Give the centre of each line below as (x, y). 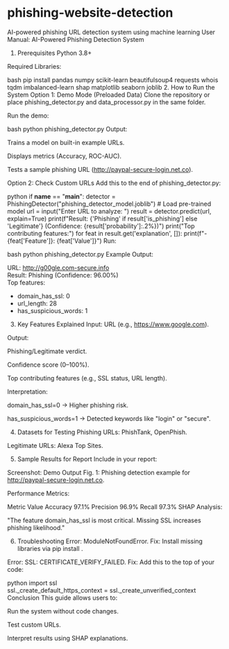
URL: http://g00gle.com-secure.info (58, 267)
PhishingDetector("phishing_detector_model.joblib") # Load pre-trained (109, 204)
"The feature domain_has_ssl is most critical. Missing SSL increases (104, 520)
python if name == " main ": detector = (61, 196)
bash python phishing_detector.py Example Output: (80, 254)
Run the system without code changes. (63, 611)
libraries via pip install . (50, 548)
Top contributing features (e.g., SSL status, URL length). (87, 378)
